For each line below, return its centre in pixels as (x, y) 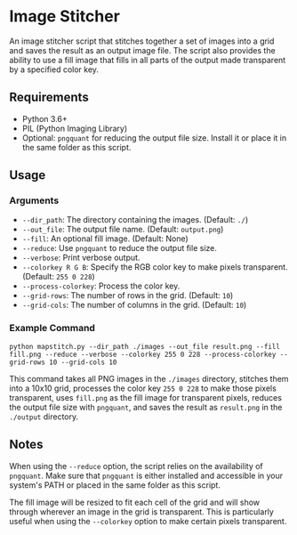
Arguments (34, 200)
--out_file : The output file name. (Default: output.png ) (123, 230)
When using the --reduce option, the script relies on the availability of (136, 466)
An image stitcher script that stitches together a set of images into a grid (142, 41)
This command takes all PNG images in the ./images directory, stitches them (149, 378)
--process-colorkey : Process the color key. (101, 286)
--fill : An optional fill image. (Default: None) (105, 239)
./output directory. (44, 417)
